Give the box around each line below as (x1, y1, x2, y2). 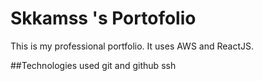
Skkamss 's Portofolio (10, 7, 197, 30)
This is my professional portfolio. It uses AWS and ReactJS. (10, 40, 254, 52)
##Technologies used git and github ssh (10, 59, 177, 71)
